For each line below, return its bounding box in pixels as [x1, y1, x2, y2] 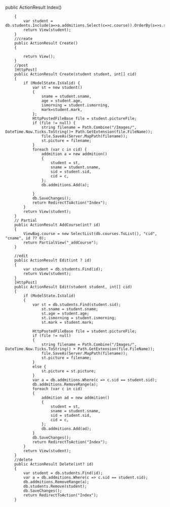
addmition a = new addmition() [41, 151, 108, 157]
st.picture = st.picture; [41, 369, 96, 374]
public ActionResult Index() [5, 5, 62, 10]
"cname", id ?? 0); [5, 236, 47, 241]
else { [32, 364, 47, 369]
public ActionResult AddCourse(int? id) [14, 222, 101, 227]
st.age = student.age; [41, 311, 90, 316]
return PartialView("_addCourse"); [23, 240, 99, 245]
